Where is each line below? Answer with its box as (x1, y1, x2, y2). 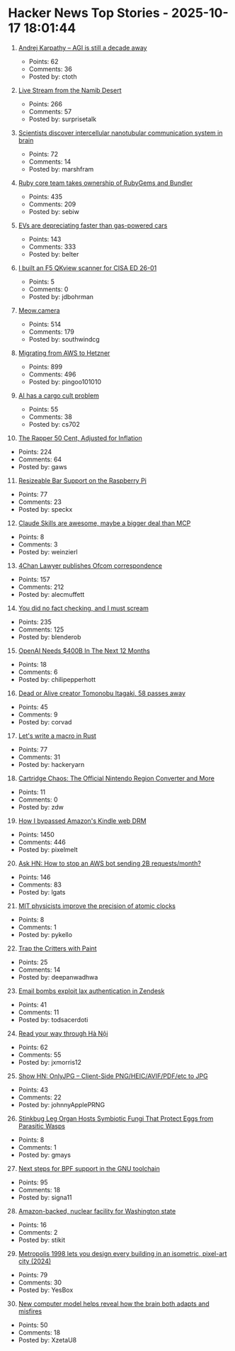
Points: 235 (18, 617, 52, 626)
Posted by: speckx (18, 505, 73, 513)
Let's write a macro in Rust (18, 731, 96, 740)
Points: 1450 (18, 830, 55, 839)
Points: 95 (18, 1178, 48, 1187)
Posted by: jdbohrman (28, 292, 94, 301)
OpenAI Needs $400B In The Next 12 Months (18, 646, 151, 655)
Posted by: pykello (18, 930, 73, 938)
